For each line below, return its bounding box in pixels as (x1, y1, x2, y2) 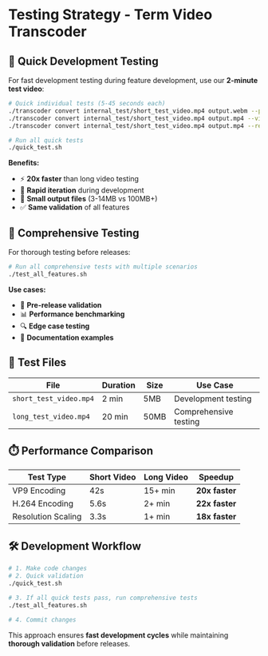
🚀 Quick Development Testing (8, 54, 159, 68)
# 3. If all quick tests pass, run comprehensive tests (8, 594, 198, 602)
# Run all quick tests (8, 136, 84, 145)
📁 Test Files (8, 356, 67, 369)
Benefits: (8, 158, 40, 168)
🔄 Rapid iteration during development (19, 185, 145, 195)
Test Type (27, 471, 66, 483)
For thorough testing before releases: (8, 248, 131, 257)
